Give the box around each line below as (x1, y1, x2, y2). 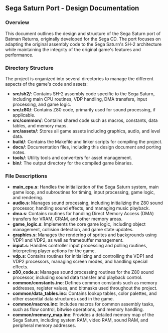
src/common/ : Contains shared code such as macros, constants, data (12, 117, 158, 123)
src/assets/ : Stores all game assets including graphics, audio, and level (12, 128, 160, 134)
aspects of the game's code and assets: (5, 81, 88, 87)
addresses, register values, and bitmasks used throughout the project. (12, 285, 158, 291)
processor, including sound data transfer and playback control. (12, 274, 143, 280)
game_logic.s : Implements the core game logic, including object (12, 221, 146, 227)
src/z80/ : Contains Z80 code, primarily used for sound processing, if (12, 106, 156, 112)
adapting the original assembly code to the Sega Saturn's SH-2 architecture (5, 41, 162, 47)
